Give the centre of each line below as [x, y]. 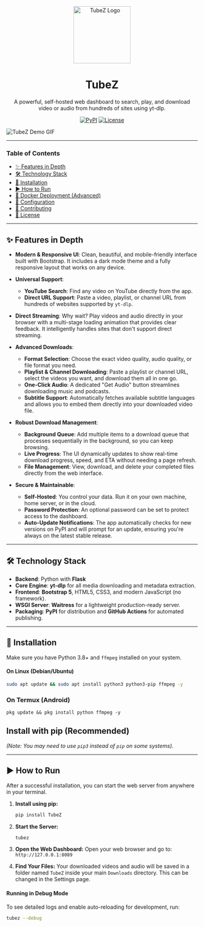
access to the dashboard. [56, 516]
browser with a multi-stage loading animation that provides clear [96, 322]
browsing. [37, 447]
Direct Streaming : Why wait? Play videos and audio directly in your [99, 316]
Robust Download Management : [56, 422]
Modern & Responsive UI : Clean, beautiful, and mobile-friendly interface [106, 255]
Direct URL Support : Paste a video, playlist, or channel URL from [105, 297]
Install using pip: [36, 803]
